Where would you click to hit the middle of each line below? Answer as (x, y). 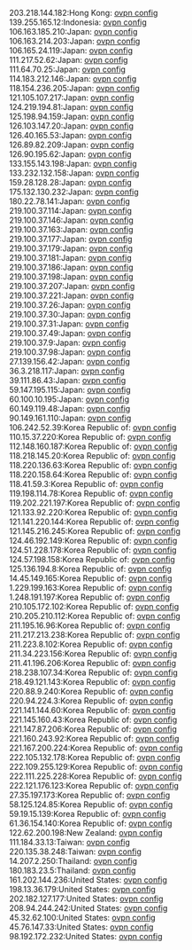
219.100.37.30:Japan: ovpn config (70, 314)
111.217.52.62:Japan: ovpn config (69, 60)
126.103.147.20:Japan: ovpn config (72, 126)
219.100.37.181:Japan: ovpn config (71, 258)
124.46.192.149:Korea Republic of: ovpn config (93, 541)
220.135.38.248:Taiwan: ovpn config (75, 852)
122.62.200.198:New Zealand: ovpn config (86, 832)
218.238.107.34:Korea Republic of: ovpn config (94, 672)
